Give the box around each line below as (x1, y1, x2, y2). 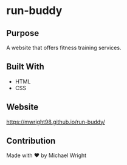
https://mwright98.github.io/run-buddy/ (6, 118, 105, 125)
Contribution (6, 136, 56, 146)
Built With (6, 61, 44, 72)
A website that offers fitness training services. (6, 44, 122, 51)
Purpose (6, 28, 39, 38)
